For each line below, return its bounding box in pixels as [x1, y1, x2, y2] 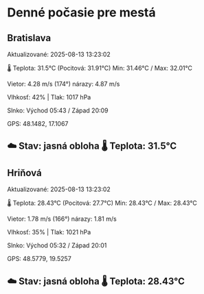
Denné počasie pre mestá [7, 5, 156, 21]
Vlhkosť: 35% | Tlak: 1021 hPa [7, 228, 91, 236]
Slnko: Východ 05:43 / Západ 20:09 [7, 106, 109, 114]
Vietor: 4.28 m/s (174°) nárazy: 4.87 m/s [7, 80, 120, 88]
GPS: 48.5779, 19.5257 [7, 255, 72, 263]
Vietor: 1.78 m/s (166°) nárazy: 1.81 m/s [7, 215, 117, 223]
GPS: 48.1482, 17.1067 [7, 120, 69, 127]
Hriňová [7, 167, 43, 179]
